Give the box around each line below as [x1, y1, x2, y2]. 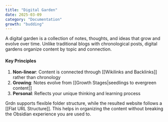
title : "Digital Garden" [5, 7, 58, 13]
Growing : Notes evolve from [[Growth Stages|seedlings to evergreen [12, 79, 157, 86]
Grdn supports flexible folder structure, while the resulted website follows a [5, 100, 162, 106]
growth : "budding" [5, 21, 44, 27]
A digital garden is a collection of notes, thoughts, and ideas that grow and [5, 35, 160, 42]
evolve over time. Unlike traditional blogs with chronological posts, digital [5, 41, 158, 47]
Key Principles [5, 58, 36, 64]
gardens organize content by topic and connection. [5, 46, 112, 52]
